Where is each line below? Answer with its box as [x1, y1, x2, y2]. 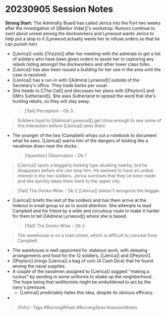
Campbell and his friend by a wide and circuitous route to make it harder [12, 208, 160, 214]
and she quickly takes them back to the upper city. [17, 178, 121, 184]
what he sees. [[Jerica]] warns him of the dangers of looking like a [12, 138, 149, 144]
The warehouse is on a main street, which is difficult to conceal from [17, 232, 158, 238]
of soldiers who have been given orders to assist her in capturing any [12, 56, 154, 62]
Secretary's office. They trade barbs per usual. [12, 82, 108, 88]
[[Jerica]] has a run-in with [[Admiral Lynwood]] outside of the [12, 77, 140, 83]
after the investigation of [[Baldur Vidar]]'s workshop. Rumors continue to [5, 25, 155, 31]
